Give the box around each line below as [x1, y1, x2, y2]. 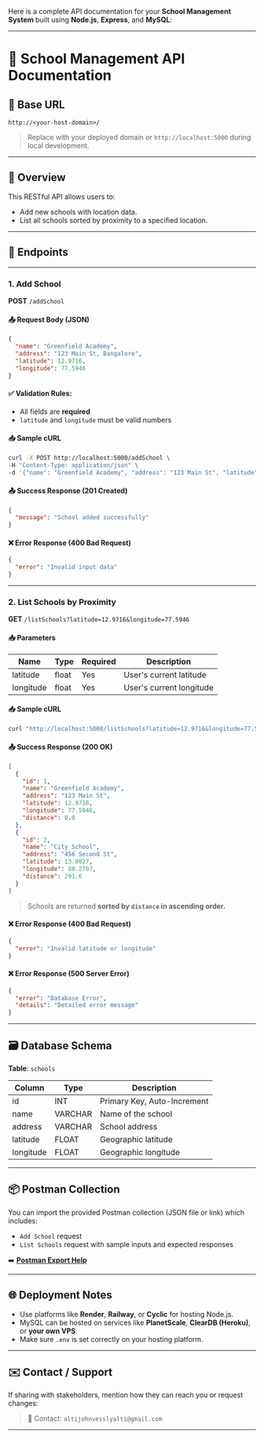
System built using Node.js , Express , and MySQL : [8, 15, 173, 24]
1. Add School [8, 278, 61, 289]
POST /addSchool [8, 296, 64, 305]
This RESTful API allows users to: [8, 192, 115, 201]
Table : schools [8, 1064, 56, 1073]
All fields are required [19, 407, 90, 416]
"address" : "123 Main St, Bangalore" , [15, 349, 143, 357]
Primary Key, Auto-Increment [99, 1095, 209, 1106]
